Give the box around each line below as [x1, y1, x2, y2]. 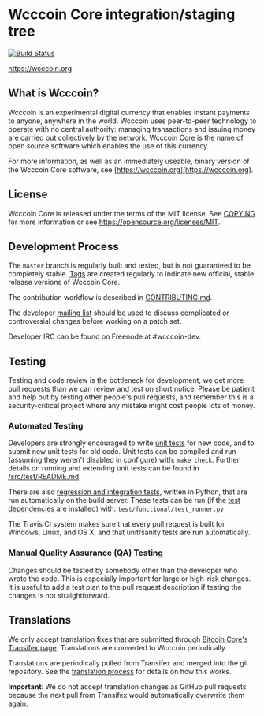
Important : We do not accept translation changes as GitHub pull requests [8, 681, 247, 692]
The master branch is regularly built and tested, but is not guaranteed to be [8, 261, 251, 270]
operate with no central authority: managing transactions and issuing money [8, 124, 256, 133]
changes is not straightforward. [8, 590, 110, 600]
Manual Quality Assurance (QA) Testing [8, 547, 164, 558]
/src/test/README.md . [8, 472, 81, 482]
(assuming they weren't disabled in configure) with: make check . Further [8, 455, 240, 465]
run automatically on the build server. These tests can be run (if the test [8, 496, 240, 505]
